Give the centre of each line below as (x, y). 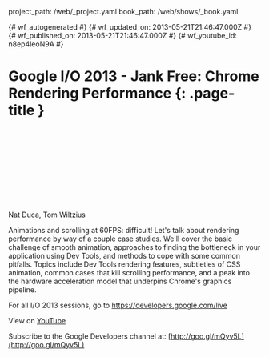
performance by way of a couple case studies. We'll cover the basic (120, 239)
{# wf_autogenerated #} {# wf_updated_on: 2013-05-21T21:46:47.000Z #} (130, 27)
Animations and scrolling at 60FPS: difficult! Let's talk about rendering (124, 230)
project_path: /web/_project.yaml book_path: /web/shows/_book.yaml (123, 12)
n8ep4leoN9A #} (36, 44)
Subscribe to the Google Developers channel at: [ (90, 336)
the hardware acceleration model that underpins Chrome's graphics (120, 281)
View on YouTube (37, 320)
